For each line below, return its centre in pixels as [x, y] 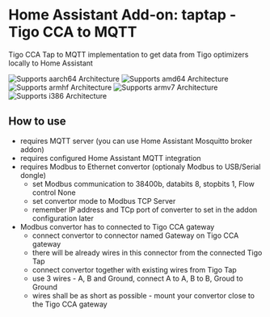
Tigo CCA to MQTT [73, 32]
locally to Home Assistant [51, 63]
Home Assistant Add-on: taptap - [122, 15]
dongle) [33, 175]
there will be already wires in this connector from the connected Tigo [147, 252]
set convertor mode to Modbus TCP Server [104, 201]
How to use [37, 122]
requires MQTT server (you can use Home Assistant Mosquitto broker [136, 141]
